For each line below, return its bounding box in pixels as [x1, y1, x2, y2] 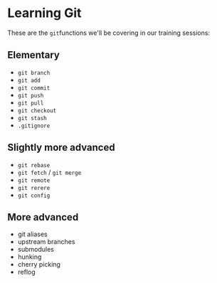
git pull [17, 100, 44, 107]
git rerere [17, 184, 51, 191]
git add [17, 77, 41, 84]
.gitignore [17, 122, 51, 129]
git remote [17, 176, 51, 184]
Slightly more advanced [7, 141, 115, 154]
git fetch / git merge [17, 168, 82, 176]
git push [17, 92, 44, 99]
